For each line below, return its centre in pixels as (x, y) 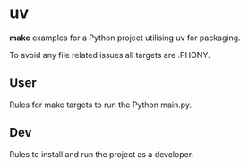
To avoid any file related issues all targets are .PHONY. (110, 55)
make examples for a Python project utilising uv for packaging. (125, 38)
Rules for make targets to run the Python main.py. (101, 105)
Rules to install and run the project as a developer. (102, 154)
